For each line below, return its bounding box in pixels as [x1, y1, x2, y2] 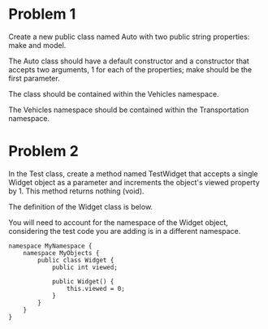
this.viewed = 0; [66, 284, 126, 292]
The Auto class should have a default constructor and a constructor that [8, 56, 249, 66]
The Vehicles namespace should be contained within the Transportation [8, 105, 249, 115]
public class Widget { [37, 256, 115, 264]
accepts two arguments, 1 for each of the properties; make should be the [8, 64, 253, 74]
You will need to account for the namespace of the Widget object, [8, 217, 229, 227]
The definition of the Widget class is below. [8, 201, 153, 211]
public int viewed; [51, 263, 118, 271]
